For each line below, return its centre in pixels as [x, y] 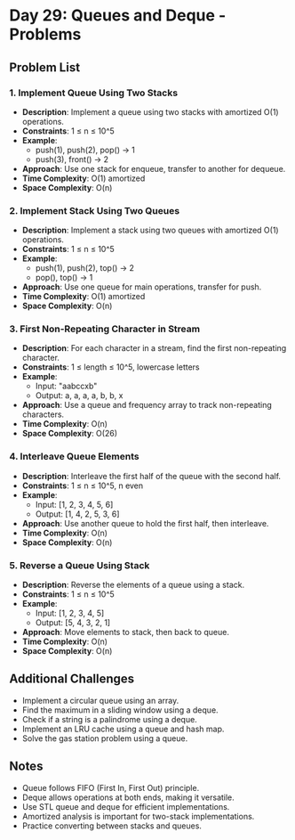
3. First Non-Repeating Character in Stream [105, 329]
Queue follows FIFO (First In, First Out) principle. [111, 787]
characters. [43, 414]
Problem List [45, 67]
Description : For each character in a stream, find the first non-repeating [154, 348]
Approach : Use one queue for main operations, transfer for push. [142, 287]
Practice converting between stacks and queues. [112, 826]
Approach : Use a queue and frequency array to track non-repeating [147, 405]
